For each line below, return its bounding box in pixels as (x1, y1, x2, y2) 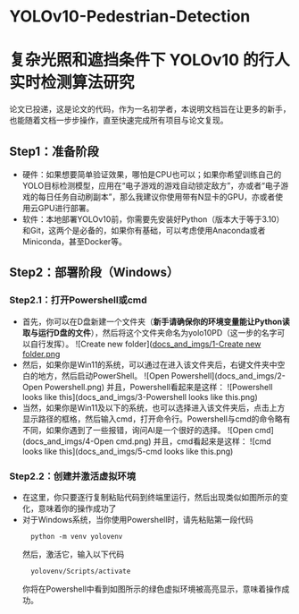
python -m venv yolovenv (30, 532, 123, 541)
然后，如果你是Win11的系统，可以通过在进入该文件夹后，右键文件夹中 (21, 359, 278, 370)
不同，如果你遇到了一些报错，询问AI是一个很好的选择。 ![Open (21, 424, 253, 435)
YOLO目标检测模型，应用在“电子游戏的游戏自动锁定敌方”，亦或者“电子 (21, 180, 281, 191)
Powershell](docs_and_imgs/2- (170, 370, 286, 381)
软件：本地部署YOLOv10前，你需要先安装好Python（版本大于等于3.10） (21, 213, 285, 225)
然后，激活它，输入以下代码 (21, 549, 125, 559)
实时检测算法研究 (9, 72, 136, 93)
